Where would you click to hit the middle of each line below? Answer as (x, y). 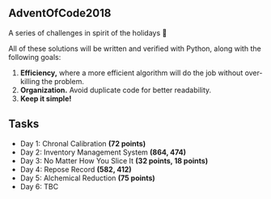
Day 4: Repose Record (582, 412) (76, 169)
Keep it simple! (46, 98)
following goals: (35, 57)
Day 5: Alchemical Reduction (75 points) (87, 178)
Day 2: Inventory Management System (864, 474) (103, 152)
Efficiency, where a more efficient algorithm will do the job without (131, 73)
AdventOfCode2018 (60, 13)
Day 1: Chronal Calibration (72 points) (83, 143)
